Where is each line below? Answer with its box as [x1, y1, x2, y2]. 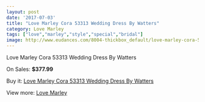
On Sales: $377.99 [6, 66, 54, 73]
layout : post [6, 8, 40, 15]
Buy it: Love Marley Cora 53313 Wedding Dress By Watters [6, 77, 154, 84]
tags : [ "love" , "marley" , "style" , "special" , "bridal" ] [6, 32, 143, 38]
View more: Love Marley [6, 89, 68, 96]
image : [6, 37, 23, 43]
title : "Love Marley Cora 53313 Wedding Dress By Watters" [6, 20, 160, 26]
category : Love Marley [6, 25, 64, 32]
